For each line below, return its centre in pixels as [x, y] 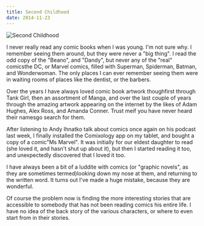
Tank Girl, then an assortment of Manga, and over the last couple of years [99, 98]
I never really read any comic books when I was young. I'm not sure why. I [99, 47]
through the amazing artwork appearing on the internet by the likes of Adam [102, 104]
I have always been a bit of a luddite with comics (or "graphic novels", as [97, 167]
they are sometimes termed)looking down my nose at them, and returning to [102, 173]
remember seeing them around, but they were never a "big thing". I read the [101, 53]
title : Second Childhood [38, 12]
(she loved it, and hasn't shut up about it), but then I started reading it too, [99, 148]
